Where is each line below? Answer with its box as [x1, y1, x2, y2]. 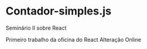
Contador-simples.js [5, 4, 112, 18]
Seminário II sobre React [5, 24, 67, 31]
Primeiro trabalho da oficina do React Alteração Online [5, 36, 142, 43]
